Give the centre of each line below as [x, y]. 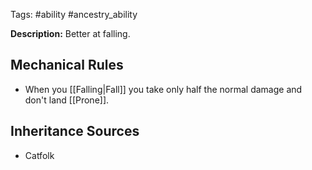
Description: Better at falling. [70, 33]
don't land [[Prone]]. [67, 100]
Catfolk [39, 155]
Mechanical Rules [67, 65]
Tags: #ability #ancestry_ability [74, 14]
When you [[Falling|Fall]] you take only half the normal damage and [163, 89]
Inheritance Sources [75, 131]
